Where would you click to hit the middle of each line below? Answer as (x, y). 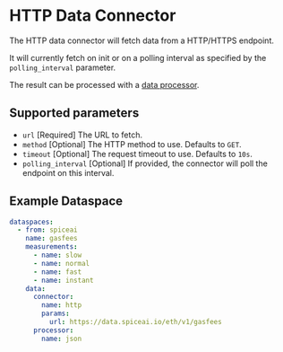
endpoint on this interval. (68, 172)
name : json (62, 339)
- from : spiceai (47, 230)
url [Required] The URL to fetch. (82, 135)
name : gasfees (51, 239)
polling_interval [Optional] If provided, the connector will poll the (145, 163)
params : (56, 314)
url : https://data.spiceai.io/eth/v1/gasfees (135, 322)
